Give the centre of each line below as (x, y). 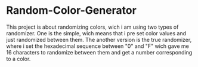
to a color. (18, 59)
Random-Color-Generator (72, 10)
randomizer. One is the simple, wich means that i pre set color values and (96, 33)
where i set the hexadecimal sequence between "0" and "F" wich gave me (98, 46)
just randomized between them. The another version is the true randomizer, (99, 39)
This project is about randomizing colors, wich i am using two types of (92, 27)
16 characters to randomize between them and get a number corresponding (99, 52)
